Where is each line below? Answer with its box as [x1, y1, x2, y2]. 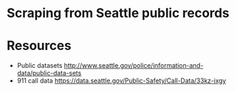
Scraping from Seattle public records [6, 5, 230, 21]
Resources [6, 38, 72, 54]
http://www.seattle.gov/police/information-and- [63, 61, 204, 70]
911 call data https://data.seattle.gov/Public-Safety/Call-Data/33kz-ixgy [16, 76, 226, 85]
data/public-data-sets [16, 69, 82, 78]
